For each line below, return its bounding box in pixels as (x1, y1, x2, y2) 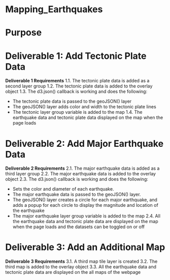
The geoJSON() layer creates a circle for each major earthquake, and (12, 197, 157, 203)
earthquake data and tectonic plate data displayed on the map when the (12, 114, 163, 120)
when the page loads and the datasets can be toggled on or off (12, 224, 145, 230)
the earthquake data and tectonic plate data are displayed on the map (12, 219, 158, 225)
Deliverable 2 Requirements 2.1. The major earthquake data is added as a (5, 165, 160, 171)
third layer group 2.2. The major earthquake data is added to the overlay (5, 171, 156, 177)
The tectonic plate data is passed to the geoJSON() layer (12, 98, 132, 105)
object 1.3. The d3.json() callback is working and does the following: (5, 88, 148, 95)
